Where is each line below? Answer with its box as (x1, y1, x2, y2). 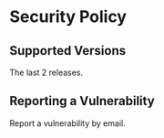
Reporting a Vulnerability (9, 93, 155, 109)
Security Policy (9, 6, 128, 27)
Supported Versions (9, 43, 126, 58)
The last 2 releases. (9, 67, 84, 78)
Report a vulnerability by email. (9, 117, 126, 129)
